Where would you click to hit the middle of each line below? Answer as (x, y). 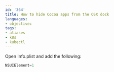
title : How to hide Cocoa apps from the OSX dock (57, 14)
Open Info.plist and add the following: (43, 56)
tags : (11, 28)
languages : (16, 19)
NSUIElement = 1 (20, 65)
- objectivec (19, 24)
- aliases (15, 33)
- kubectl (15, 42)
